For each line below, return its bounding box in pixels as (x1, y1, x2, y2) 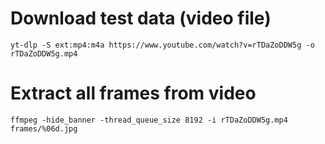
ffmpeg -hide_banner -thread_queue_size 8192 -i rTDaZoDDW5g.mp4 (10, 115, 288, 125)
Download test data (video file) (10, 7, 272, 30)
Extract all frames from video (10, 82, 257, 105)
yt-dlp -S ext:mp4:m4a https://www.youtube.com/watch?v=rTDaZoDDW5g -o (10, 40, 315, 50)
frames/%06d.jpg (10, 123, 78, 134)
